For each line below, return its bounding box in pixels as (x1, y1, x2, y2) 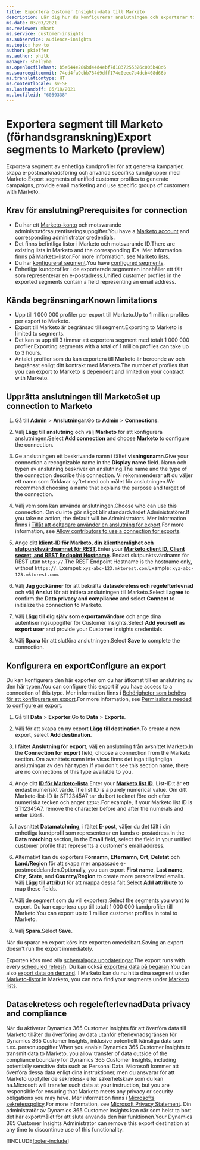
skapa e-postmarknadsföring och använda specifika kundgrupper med (6, 169, 180, 176)
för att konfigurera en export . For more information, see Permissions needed (6, 695, 192, 702)
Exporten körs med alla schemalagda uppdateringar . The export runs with (6, 956, 185, 963)
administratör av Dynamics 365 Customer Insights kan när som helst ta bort (6, 1106, 192, 1114)
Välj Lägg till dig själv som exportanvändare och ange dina (14, 613, 161, 620)
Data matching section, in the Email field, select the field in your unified (14, 835, 192, 842)
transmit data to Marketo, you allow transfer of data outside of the (6, 1050, 168, 1057)
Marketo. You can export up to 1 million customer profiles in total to (14, 909, 177, 916)
